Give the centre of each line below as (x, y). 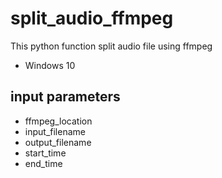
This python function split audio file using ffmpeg (111, 46)
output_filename (58, 142)
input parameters (65, 97)
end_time (43, 163)
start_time (45, 153)
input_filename (55, 131)
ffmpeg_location (58, 121)
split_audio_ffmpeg (92, 18)
